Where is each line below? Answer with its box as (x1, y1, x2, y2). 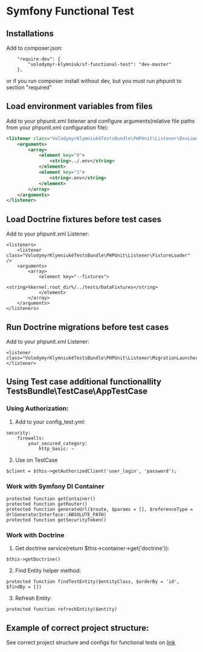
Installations (6, 28, 54, 39)
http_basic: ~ (38, 446, 74, 452)
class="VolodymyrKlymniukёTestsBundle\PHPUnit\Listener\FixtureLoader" (6, 252, 190, 258)
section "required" (6, 84, 53, 91)
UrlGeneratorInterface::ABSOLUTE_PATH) (6, 512, 107, 518)
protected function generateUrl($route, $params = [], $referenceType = (6, 506, 193, 512)
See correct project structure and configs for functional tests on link (6, 639, 176, 646)
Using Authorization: (6, 404, 69, 413)
